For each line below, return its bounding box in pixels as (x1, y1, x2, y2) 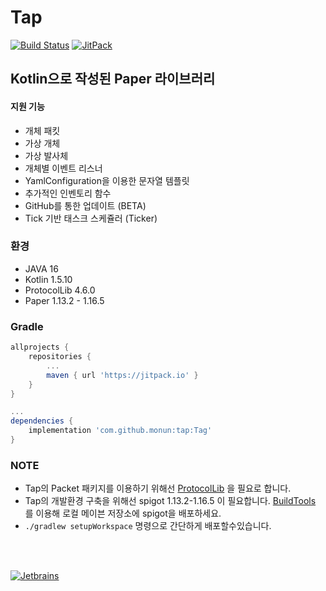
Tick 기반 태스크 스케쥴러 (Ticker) (24, 212, 158, 224)
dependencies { (10, 416, 74, 426)
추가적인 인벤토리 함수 (24, 187, 112, 199)
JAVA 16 (24, 262, 59, 275)
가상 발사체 (24, 149, 69, 161)
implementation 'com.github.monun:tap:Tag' (28, 426, 213, 436)
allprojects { (10, 342, 70, 353)
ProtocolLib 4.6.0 (24, 284, 96, 296)
